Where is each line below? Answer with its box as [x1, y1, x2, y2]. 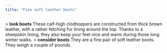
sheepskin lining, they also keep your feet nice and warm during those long [5, 31, 160, 37]
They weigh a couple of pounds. [5, 42, 72, 48]
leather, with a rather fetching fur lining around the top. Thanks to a [5, 26, 143, 32]
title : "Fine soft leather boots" [5, 7, 77, 12]
